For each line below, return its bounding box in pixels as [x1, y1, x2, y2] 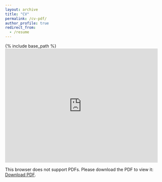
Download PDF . [5, 172, 37, 178]
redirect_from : [5, 25, 36, 30]
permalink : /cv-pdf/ [5, 16, 47, 21]
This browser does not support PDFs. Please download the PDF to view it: [5, 166, 154, 172]
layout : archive [5, 7, 38, 12]
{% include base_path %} [5, 43, 57, 49]
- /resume [9, 30, 29, 35]
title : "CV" [5, 12, 29, 17]
